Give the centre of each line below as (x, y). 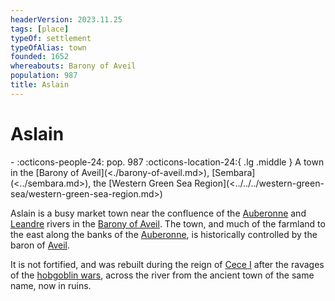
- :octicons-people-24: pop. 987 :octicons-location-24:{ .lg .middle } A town (167, 162)
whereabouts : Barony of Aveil (73, 66)
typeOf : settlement (51, 38)
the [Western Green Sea (143, 183)
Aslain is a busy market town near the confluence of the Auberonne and (158, 213)
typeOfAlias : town (48, 47)
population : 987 (44, 76)
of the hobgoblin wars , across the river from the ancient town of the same (162, 275)
